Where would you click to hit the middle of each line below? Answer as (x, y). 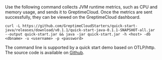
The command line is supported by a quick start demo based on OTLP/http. (81, 47)
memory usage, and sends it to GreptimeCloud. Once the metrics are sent (79, 12)
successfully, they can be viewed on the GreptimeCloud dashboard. (73, 17)
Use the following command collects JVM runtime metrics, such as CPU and (81, 7)
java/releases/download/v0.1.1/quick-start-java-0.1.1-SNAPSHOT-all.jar (80, 30)
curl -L (13, 26)
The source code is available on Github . (45, 53)
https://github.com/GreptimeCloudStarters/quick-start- (80, 26)
